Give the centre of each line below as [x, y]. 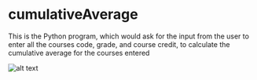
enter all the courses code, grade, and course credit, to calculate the [119, 44]
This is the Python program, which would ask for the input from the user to [129, 36]
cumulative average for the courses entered [79, 53]
